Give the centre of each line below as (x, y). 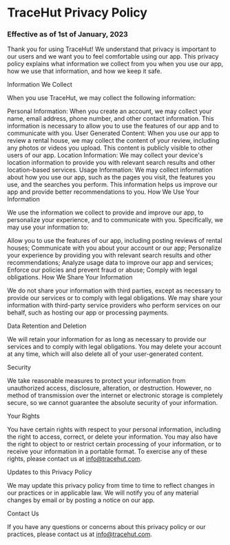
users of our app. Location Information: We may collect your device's (105, 155)
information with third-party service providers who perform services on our (114, 306)
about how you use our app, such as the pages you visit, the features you (111, 177)
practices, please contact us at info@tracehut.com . (80, 534)
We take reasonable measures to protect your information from (96, 381)
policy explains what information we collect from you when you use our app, (115, 64)
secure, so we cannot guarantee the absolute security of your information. (113, 403)
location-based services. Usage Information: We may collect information (110, 170)
